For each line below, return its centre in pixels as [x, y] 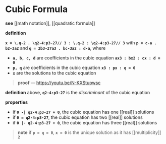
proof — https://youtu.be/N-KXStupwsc [59, 83]
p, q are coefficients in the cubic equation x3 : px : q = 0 [74, 67]
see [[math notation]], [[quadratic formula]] [50, 23]
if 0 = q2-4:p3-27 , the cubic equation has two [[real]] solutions [77, 117]
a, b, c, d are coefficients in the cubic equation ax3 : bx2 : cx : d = [86, 58]
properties [17, 102]
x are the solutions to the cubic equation [54, 73]
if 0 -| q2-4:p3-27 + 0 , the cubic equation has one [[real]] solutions [83, 112]
